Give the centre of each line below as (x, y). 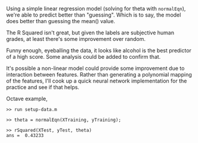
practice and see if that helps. (43, 87)
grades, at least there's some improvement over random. (76, 39)
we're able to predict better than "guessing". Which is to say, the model (94, 15)
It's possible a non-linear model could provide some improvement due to (95, 68)
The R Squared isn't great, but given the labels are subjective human (90, 33)
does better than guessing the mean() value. (61, 21)
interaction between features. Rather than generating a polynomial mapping (99, 74)
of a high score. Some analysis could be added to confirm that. (83, 57)
